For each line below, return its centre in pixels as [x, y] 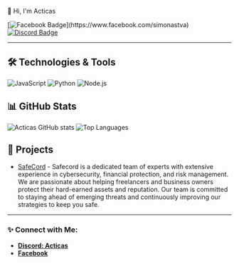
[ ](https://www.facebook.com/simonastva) [98, 25]
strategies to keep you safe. [58, 205]
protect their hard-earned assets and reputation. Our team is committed [123, 190]
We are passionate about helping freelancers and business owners [115, 182]
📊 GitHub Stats [42, 107]
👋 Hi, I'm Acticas [32, 11]
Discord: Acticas [43, 245]
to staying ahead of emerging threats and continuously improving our [119, 197]
